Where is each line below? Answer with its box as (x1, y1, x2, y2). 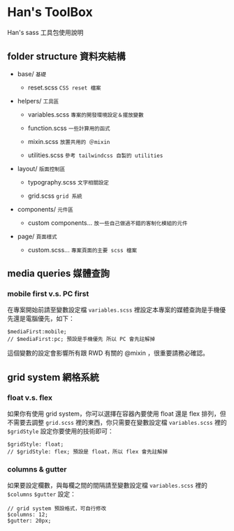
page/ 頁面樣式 (17, 232, 57, 240)
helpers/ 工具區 (17, 96, 59, 105)
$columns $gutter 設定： (7, 490, 77, 498)
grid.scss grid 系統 (27, 191, 82, 200)
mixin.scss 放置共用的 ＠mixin (27, 137, 110, 145)
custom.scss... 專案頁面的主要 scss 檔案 (27, 245, 138, 254)
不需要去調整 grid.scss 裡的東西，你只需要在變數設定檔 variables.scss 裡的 (7, 419, 227, 427)
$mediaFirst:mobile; (7, 328, 68, 335)
